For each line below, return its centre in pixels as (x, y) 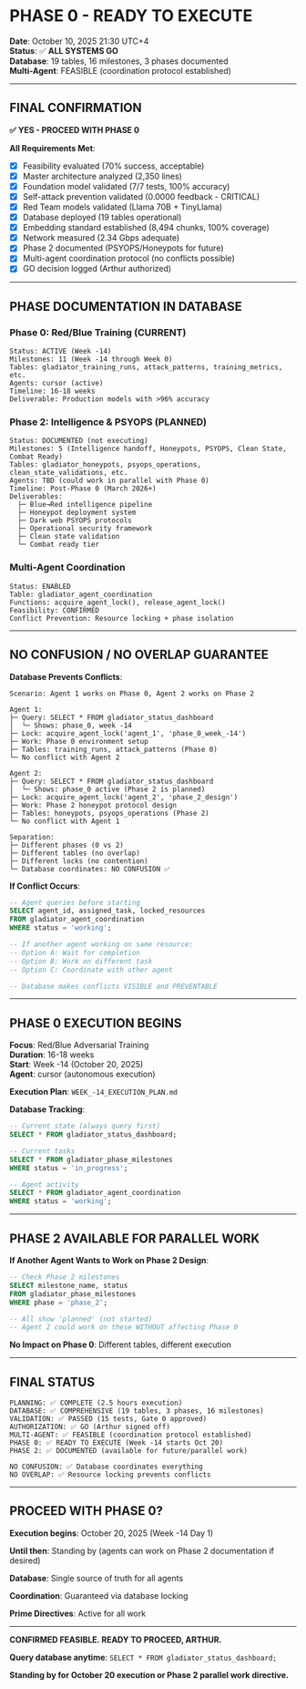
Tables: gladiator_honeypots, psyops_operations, (106, 465)
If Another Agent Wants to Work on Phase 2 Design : (109, 1261)
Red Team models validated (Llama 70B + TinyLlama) (122, 207)
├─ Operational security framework (85, 529)
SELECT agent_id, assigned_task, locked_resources (107, 911)
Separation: (32, 837)
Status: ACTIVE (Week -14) (61, 352)
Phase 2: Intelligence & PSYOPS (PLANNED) (108, 422)
